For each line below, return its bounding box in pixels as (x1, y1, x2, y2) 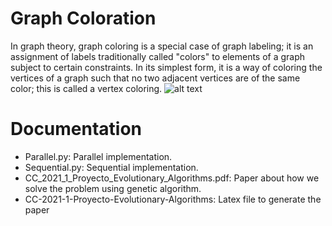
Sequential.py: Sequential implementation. (24, 161, 199, 173)
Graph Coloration (10, 7, 157, 30)
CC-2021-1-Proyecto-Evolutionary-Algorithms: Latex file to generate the (24, 193, 322, 205)
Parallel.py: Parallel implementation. (24, 150, 173, 162)
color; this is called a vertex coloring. (10, 82, 163, 94)
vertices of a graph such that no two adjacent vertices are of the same (10, 72, 301, 84)
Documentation (10, 118, 143, 141)
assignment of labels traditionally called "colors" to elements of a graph (10, 50, 306, 62)
